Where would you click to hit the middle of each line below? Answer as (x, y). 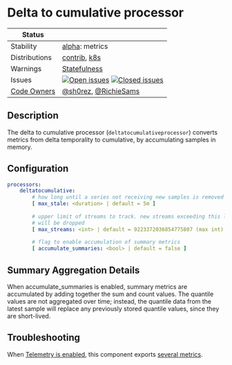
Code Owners (33, 91)
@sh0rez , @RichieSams (101, 91)
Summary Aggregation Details (74, 270)
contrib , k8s (81, 57)
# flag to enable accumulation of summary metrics (106, 242)
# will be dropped (58, 223)
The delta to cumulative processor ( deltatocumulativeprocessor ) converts (113, 132)
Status (33, 34)
